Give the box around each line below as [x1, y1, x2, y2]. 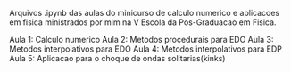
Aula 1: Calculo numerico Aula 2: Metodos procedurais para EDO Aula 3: [9, 35, 274, 44]
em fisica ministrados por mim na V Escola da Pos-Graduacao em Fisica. [9, 17, 277, 28]
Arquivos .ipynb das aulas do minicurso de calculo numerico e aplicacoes [9, 8, 280, 18]
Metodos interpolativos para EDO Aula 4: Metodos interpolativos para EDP [9, 44, 283, 54]
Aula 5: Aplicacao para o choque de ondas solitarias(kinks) [9, 53, 226, 63]
